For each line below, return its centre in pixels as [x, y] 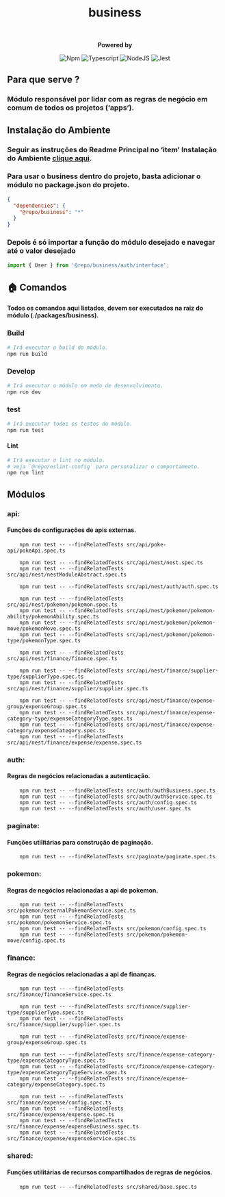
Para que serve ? [43, 80]
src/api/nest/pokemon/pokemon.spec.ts [62, 605]
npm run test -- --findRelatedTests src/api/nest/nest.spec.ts [111, 563]
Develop [21, 372]
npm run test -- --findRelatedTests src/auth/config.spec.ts [108, 803]
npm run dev [24, 392]
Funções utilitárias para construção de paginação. [80, 842]
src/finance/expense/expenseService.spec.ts [71, 1139]
